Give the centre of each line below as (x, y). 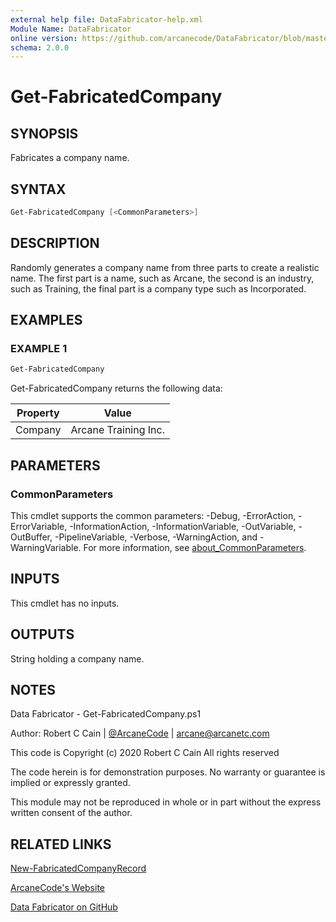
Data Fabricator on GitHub (64, 907)
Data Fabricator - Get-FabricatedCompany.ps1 (106, 714)
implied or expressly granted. (70, 783)
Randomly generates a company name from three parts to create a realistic (165, 267)
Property (38, 413)
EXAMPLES (46, 320)
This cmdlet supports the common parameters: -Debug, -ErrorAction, (153, 515)
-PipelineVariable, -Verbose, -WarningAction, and (156, 537)
